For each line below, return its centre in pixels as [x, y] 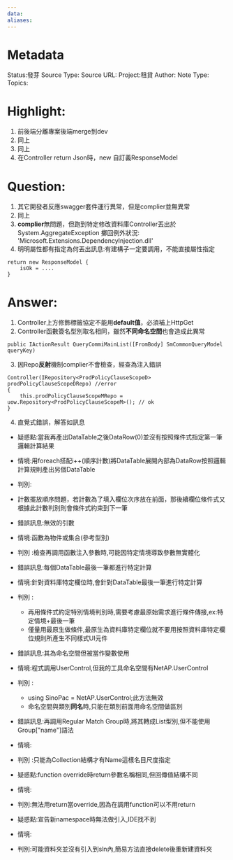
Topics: [18, 83]
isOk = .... [37, 269]
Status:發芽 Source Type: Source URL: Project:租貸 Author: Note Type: [108, 75]
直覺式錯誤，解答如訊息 [51, 422]
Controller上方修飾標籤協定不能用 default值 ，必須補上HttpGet [105, 323]
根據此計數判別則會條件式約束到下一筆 [72, 508]
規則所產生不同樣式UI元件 [71, 638]
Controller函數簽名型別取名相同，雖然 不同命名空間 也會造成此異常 [111, 331]
